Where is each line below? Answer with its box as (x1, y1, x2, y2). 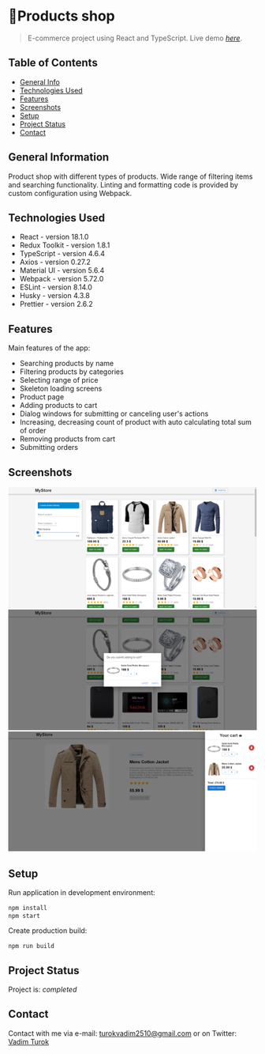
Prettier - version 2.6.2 (19, 300, 93, 309)
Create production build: (8, 926, 88, 935)
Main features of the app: (8, 343, 91, 353)
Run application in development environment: (8, 888, 155, 897)
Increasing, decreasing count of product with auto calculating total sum (19, 417, 252, 427)
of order (19, 426, 47, 436)
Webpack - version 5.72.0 (19, 274, 104, 284)
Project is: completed (8, 984, 77, 994)
